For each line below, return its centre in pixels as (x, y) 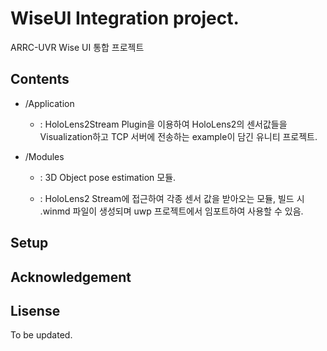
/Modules (44, 156)
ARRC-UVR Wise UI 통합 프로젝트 (77, 47)
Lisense (35, 310)
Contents (40, 79)
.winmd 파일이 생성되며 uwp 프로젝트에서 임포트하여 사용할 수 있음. (171, 211)
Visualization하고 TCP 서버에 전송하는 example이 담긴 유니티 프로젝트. (178, 136)
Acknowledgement (71, 277)
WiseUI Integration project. (125, 18)
